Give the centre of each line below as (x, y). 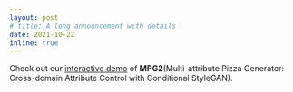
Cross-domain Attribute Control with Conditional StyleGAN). (121, 78)
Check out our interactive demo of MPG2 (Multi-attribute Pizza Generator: (146, 69)
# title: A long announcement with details (93, 26)
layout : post (34, 18)
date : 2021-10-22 (42, 34)
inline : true (34, 43)
